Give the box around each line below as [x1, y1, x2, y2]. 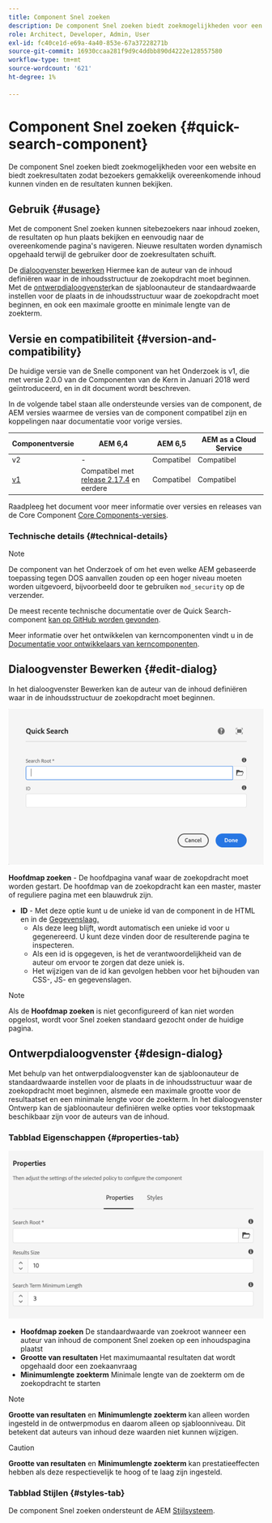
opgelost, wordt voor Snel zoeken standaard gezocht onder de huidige [8, 1014, 244, 1024]
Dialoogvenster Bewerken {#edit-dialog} [8, 662, 219, 677]
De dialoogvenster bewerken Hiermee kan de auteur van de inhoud [8, 265, 232, 275]
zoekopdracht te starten [19, 1378, 101, 1387]
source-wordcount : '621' [8, 65, 92, 73]
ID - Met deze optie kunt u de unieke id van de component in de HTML [19, 906, 256, 915]
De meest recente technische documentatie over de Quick [8, 605, 203, 616]
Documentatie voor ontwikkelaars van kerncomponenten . [8, 639, 200, 648]
